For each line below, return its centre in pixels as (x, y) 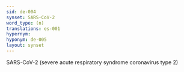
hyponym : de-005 (26, 40)
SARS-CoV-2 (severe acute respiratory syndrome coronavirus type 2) (92, 62)
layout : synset (25, 46)
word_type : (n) (25, 23)
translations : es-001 (33, 28)
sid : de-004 (21, 12)
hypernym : (19, 34)
